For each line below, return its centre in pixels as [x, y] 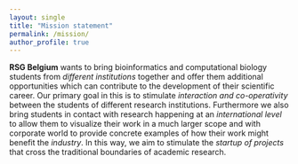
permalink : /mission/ [49, 34]
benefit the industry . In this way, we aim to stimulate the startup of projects [147, 143]
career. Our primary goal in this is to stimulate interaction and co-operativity [149, 96]
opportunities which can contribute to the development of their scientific [142, 86]
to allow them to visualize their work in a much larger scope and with [135, 124]
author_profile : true [49, 42]
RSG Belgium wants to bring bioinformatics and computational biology [138, 67]
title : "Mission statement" [61, 26]
